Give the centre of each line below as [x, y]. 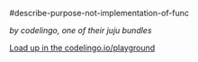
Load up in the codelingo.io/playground [82, 48]
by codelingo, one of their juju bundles [81, 30]
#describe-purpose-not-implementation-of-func [99, 13]
